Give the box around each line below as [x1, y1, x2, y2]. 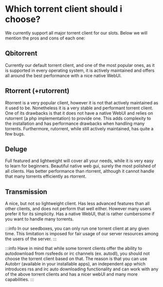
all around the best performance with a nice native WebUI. [5, 72, 122, 79]
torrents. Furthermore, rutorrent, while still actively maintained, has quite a [5, 125, 154, 131]
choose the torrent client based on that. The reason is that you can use [5, 256, 147, 262]
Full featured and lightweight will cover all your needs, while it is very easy [5, 158, 154, 164]
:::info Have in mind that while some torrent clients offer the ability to [5, 246, 143, 251]
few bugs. [5, 131, 25, 137]
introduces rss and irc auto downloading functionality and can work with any [5, 266, 159, 272]
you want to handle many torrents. [5, 216, 74, 222]
